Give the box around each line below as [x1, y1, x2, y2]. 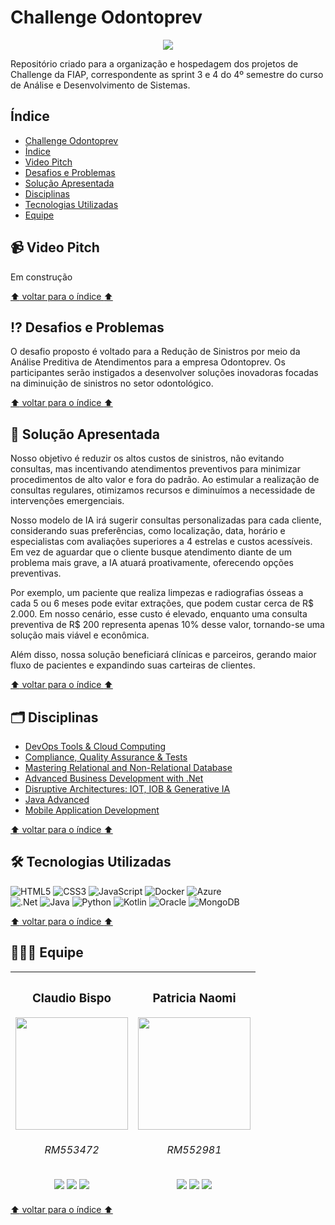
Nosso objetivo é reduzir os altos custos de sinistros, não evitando [10, 452, 285, 465]
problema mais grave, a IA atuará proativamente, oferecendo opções [10, 557, 294, 569]
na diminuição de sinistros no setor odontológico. [10, 377, 214, 390]
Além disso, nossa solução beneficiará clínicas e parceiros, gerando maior [10, 649, 317, 661]
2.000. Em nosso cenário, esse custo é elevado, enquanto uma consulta [10, 608, 308, 620]
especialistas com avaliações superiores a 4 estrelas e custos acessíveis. [10, 536, 313, 548]
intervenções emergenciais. [10, 495, 125, 507]
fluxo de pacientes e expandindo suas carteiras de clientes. [10, 659, 256, 671]
